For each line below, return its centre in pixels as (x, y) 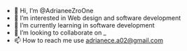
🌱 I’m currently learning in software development (84, 25)
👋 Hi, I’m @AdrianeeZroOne (54, 11)
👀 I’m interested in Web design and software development (97, 18)
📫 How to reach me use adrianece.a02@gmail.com (88, 40)
